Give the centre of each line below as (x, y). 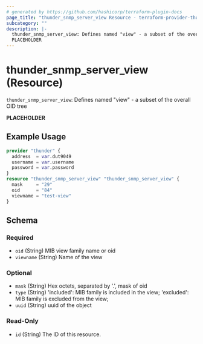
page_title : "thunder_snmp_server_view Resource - (71, 18)
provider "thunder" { (34, 151)
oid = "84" (32, 190)
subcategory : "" (27, 23)
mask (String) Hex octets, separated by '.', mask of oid (81, 286)
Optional (19, 273)
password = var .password (43, 168)
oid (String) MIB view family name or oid (65, 251)
